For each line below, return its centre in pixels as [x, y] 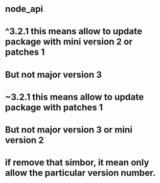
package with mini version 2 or [69, 42]
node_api [24, 9]
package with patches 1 [54, 107]
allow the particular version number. [80, 173]
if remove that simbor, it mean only [77, 163]
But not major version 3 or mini [69, 129]
